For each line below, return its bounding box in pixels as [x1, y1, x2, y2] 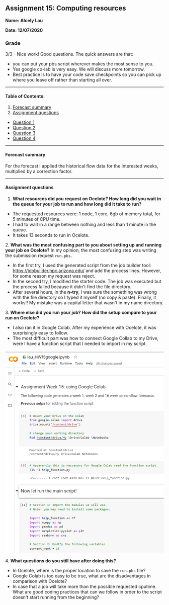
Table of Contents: [5, 93, 45, 99]
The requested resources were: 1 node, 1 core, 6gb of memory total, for [12, 211, 161, 217]
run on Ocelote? [5, 314, 39, 321]
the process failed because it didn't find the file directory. [12, 284, 132, 290]
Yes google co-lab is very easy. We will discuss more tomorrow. [12, 66, 145, 72]
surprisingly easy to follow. [12, 329, 68, 336]
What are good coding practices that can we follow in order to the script [12, 588, 162, 595]
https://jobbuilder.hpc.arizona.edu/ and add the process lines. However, [12, 268, 161, 274]
